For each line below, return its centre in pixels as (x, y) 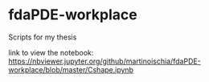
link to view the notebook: (51, 52)
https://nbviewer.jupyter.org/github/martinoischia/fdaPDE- (104, 61)
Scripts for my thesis (43, 37)
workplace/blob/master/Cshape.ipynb (71, 69)
